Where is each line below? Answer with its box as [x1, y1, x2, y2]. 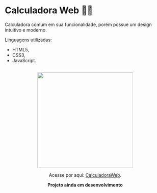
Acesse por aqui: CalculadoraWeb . [48, 172, 122, 178]
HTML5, [12, 46, 29, 52]
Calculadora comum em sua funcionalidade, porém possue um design [5, 21, 152, 27]
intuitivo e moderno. [5, 26, 47, 33]
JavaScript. [12, 57, 37, 63]
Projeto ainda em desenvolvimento [47, 182, 123, 188]
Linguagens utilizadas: [5, 37, 52, 43]
